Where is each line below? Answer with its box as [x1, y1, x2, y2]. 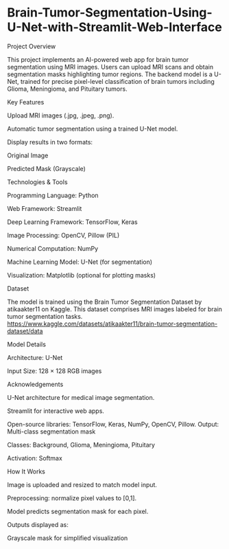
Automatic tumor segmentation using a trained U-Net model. [7, 124, 178, 133]
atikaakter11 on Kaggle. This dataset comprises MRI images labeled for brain [7, 304, 223, 313]
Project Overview [7, 42, 56, 50]
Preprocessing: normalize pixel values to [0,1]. [7, 493, 137, 502]
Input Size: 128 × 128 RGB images [7, 366, 102, 375]
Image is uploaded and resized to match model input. [7, 480, 158, 489]
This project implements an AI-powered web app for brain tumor [7, 55, 189, 63]
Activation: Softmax [7, 453, 63, 462]
